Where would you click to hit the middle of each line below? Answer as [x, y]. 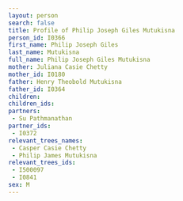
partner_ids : [30, 126]
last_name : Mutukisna [44, 52]
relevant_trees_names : [46, 140]
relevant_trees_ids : [42, 163]
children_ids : [32, 104]
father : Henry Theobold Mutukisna [65, 82]
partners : [25, 112]
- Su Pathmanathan [42, 119]
